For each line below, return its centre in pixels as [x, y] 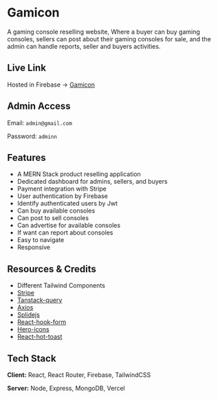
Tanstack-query [40, 300]
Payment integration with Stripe [62, 189]
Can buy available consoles [56, 211]
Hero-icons [33, 330]
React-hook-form [42, 322]
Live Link [27, 68]
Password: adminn [32, 136]
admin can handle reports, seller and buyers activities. [84, 46]
